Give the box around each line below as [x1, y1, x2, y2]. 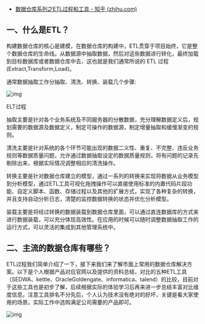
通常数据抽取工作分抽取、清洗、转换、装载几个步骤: [6, 78, 137, 85]
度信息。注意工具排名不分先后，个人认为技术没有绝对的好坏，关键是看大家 [6, 290, 193, 298]
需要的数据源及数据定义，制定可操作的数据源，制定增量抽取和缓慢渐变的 [11, 123, 193, 131]
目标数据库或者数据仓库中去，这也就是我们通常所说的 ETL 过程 [11, 57, 169, 65]
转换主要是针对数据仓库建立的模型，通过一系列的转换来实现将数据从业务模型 [6, 172, 199, 179]
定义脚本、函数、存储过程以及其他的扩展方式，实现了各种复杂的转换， [22, 187, 199, 195]
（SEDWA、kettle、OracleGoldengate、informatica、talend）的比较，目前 [6, 275, 193, 283]
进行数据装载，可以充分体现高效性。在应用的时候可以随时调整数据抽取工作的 [6, 215, 199, 223]
